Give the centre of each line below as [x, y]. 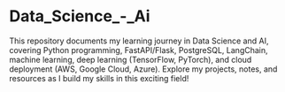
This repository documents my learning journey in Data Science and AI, [139, 41]
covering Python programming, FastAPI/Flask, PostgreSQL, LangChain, [139, 50]
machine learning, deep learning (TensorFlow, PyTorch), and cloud [131, 59]
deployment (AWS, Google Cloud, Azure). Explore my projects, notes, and [143, 69]
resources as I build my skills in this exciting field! [99, 78]
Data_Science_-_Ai [80, 16]
